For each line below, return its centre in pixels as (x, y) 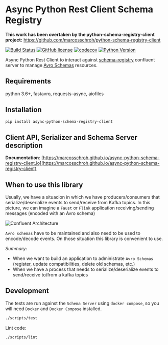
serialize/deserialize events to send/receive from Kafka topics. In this (78, 203)
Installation (23, 110)
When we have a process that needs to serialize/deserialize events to (86, 269)
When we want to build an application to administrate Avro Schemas (83, 258)
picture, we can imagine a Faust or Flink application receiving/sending (80, 208)
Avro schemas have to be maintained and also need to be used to (73, 233)
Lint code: (16, 328)
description (24, 145)
